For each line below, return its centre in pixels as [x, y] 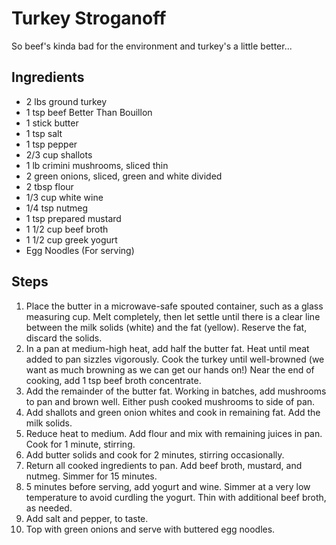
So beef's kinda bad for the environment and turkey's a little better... [152, 46]
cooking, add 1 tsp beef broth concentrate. [113, 380]
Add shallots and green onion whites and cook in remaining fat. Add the [173, 412]
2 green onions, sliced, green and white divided [124, 176]
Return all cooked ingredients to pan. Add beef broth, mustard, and [164, 465]
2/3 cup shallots [59, 154]
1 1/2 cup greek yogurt [71, 239]
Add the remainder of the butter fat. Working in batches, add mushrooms [176, 391]
